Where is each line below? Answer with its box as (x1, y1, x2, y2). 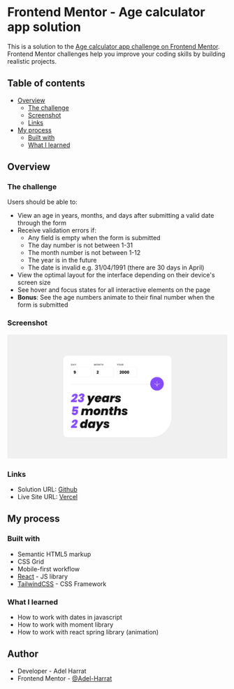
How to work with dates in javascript (17, 613, 122, 622)
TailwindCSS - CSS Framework (17, 579, 107, 588)
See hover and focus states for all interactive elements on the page (17, 286, 211, 294)
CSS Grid (17, 557, 44, 566)
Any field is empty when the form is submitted (27, 234, 161, 242)
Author (7, 648, 38, 660)
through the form (17, 218, 67, 228)
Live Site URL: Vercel (17, 493, 78, 501)
